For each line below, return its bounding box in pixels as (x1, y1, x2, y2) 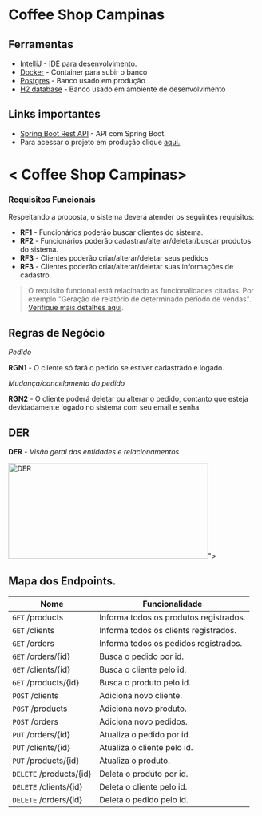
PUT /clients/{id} (12, 741, 70, 753)
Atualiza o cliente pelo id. (99, 741, 193, 753)
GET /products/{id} (12, 677, 80, 688)
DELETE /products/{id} (12, 768, 92, 779)
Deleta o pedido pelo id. (99, 794, 189, 805)
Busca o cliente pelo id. (99, 664, 187, 675)
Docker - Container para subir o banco (19, 67, 148, 77)
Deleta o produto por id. (99, 768, 189, 779)
